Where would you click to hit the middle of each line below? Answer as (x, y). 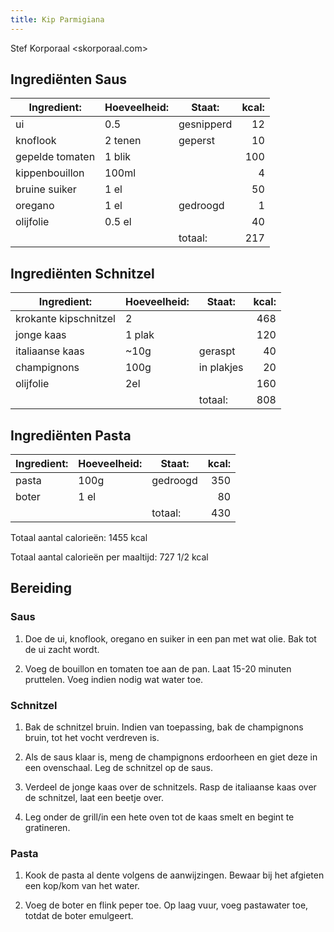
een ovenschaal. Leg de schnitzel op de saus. (118, 768)
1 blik (118, 157)
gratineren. (47, 828)
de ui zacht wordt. (62, 649)
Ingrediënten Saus (69, 79)
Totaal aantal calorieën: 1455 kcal (79, 538)
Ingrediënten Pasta (71, 435)
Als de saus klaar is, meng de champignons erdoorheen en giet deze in (171, 757)
